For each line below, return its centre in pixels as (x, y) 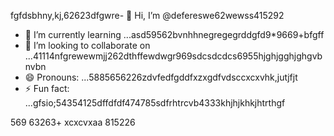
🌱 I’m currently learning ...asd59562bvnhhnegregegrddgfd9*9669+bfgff (174, 34)
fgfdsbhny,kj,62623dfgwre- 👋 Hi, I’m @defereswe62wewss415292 (147, 15)
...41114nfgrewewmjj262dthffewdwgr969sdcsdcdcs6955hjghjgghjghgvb (173, 56)
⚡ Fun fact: (47, 88)
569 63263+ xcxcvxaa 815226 (73, 122)
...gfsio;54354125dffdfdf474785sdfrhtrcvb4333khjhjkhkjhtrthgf (155, 103)
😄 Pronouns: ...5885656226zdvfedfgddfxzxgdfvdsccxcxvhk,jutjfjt (161, 77)
